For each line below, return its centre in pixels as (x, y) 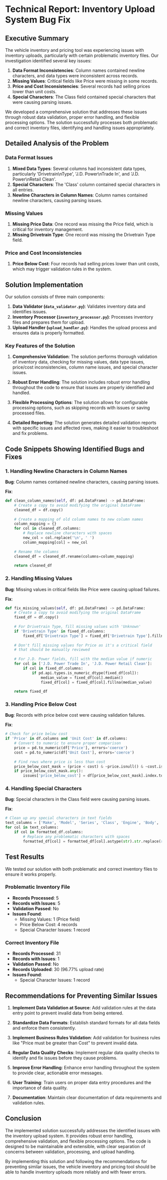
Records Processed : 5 (36, 898)
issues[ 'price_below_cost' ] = (54, 776)
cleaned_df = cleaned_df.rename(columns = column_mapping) (74, 556)
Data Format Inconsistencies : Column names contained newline (79, 70)
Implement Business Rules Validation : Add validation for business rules (86, 1037)
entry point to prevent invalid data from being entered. (68, 1013)
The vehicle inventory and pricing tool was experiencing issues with (75, 50)
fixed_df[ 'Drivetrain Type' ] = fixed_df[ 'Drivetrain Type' (85, 636)
